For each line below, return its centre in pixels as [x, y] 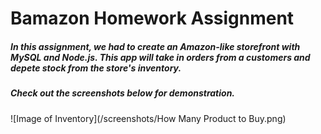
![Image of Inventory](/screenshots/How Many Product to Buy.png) [148, 118]
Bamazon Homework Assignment [152, 18]
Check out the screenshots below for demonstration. [123, 93]
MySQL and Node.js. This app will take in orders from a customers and [160, 57]
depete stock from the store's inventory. [96, 68]
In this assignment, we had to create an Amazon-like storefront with [155, 46]
